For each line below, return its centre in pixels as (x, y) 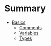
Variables (29, 33)
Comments (31, 27)
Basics (19, 22)
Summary (25, 9)
